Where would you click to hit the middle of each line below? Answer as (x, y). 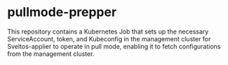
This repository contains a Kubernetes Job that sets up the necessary (108, 31)
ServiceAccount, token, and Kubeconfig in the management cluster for (109, 38)
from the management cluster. (51, 54)
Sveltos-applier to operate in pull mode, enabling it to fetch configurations (114, 46)
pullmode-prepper (62, 12)
